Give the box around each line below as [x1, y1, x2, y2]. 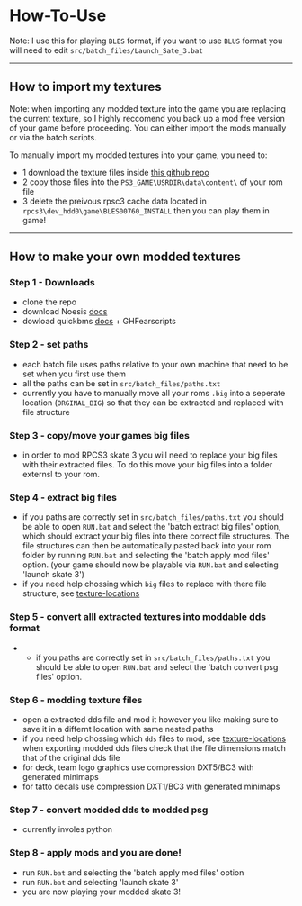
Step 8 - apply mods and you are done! [9, 847, 182, 859]
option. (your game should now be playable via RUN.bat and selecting [22, 559, 279, 570]
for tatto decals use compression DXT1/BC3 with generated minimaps [22, 781, 280, 792]
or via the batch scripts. [9, 131, 97, 142]
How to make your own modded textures [9, 249, 241, 265]
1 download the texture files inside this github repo [22, 167, 209, 177]
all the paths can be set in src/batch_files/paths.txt [22, 377, 221, 388]
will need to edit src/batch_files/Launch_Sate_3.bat [9, 44, 204, 55]
